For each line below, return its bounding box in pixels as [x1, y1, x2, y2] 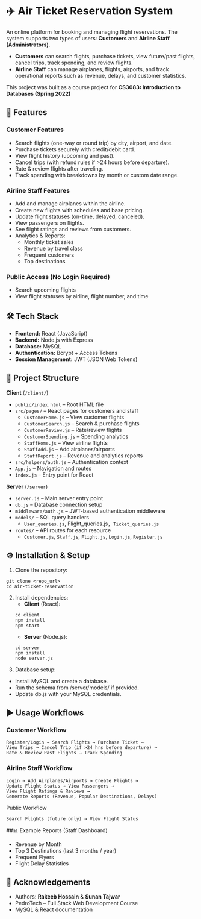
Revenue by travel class [23, 245, 83, 252]
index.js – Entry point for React [14, 471, 94, 478]
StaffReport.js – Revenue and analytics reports [23, 452, 143, 459]
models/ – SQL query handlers [14, 513, 89, 521]
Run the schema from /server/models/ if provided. [14, 684, 140, 691]
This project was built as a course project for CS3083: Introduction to [6, 83, 181, 90]
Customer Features [6, 125, 64, 134]
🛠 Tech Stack [6, 311, 59, 321]
